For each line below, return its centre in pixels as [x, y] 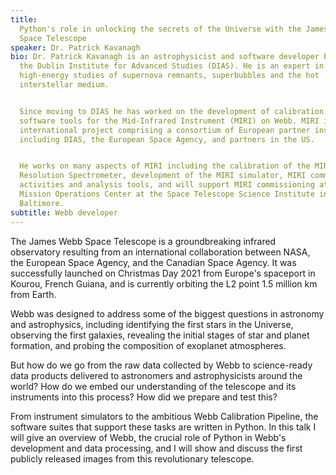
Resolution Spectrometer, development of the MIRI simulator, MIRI [163, 176]
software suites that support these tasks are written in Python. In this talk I [163, 427]
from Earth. [33, 294]
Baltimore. [42, 203]
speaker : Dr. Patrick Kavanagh [75, 47]
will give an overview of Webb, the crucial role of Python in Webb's [148, 437]
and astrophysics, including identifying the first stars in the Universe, [152, 324]
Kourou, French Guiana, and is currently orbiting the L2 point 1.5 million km [164, 283]
